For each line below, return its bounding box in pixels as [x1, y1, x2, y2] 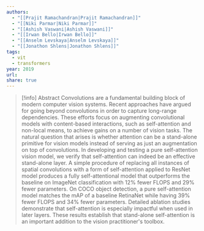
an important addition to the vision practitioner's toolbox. [21, 218, 165, 225]
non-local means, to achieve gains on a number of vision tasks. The [21, 127, 193, 134]
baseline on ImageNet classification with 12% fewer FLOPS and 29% [21, 179, 195, 186]
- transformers [12, 60, 51, 66]
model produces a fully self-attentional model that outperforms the [21, 172, 190, 180]
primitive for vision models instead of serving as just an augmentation [21, 140, 197, 147]
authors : [6, 9, 29, 15]
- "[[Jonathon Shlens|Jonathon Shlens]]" [12, 44, 119, 50]
